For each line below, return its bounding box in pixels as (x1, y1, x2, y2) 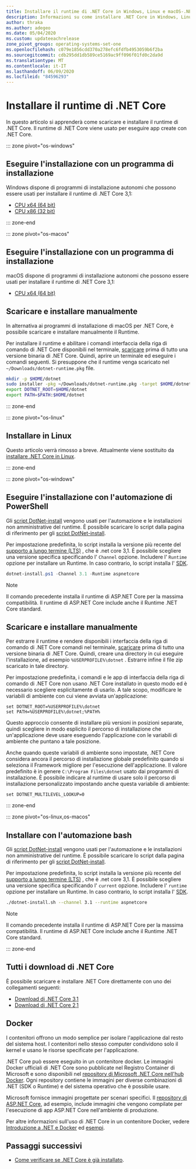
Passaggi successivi (6, 1141, 83, 1151)
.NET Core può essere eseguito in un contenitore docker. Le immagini (6, 1058, 173, 1065)
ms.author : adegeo (6, 25, 51, 31)
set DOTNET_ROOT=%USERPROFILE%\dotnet (6, 704, 100, 710)
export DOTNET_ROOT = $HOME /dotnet (6, 387, 87, 393)
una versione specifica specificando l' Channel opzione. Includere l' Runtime (6, 553, 187, 560)
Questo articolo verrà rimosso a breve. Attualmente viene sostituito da (6, 446, 174, 454)
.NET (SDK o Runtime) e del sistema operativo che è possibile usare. (6, 1082, 170, 1089)
